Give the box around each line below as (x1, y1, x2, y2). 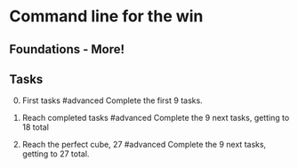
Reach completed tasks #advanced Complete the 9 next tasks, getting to (21, 113, 290, 124)
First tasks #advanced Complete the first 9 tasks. (21, 95, 203, 106)
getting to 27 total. (21, 148, 90, 159)
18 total (21, 122, 49, 132)
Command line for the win (9, 6, 204, 27)
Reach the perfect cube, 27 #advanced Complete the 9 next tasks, (21, 140, 267, 150)
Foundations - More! (9, 42, 125, 57)
